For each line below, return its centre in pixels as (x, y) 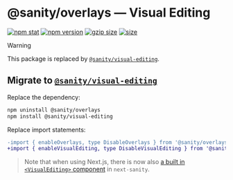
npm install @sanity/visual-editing (60, 116)
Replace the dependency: (44, 97)
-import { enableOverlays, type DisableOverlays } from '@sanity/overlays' (119, 142)
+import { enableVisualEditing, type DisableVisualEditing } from (105, 149)
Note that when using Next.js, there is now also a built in (104, 162)
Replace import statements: (46, 129)
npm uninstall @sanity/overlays (54, 110)
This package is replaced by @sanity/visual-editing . (83, 58)
